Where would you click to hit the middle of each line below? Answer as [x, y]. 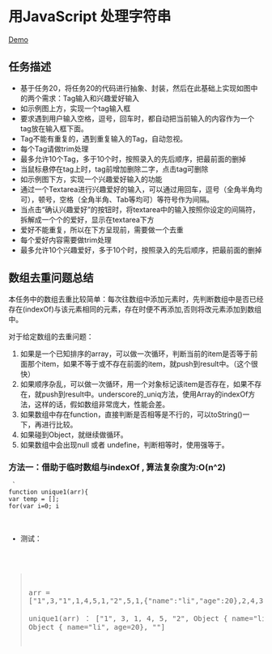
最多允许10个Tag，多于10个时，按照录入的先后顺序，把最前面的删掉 [133, 159]
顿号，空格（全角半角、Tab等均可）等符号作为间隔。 [126, 199]
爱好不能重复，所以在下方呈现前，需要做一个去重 [102, 229]
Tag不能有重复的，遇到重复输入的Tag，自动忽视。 [104, 138]
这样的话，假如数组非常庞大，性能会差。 [102, 404]
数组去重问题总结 [51, 278]
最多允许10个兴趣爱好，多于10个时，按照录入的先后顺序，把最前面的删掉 [141, 250]
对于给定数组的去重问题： [51, 336]
